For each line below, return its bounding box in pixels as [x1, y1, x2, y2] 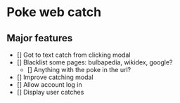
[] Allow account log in [16, 81, 82, 88]
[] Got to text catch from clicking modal [16, 50, 131, 59]
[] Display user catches [16, 88, 84, 96]
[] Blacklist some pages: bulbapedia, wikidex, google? [16, 58, 173, 67]
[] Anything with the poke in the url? [27, 66, 131, 74]
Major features [6, 32, 73, 44]
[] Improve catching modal [16, 73, 94, 81]
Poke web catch [6, 4, 102, 20]
